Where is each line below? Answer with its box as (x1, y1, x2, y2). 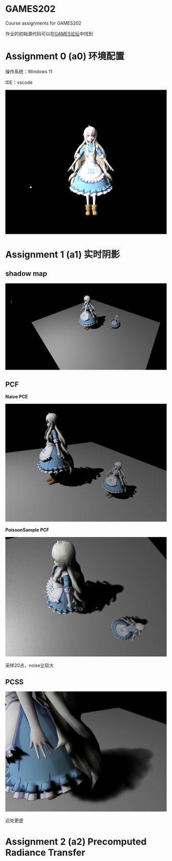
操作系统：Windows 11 (5, 68, 53, 74)
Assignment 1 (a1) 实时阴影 (5, 249, 120, 260)
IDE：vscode (5, 79, 33, 85)
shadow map (5, 270, 48, 278)
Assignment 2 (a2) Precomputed (5, 836, 147, 847)
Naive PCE (5, 394, 28, 400)
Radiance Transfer (5, 847, 85, 858)
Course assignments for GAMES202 (5, 20, 82, 26)
